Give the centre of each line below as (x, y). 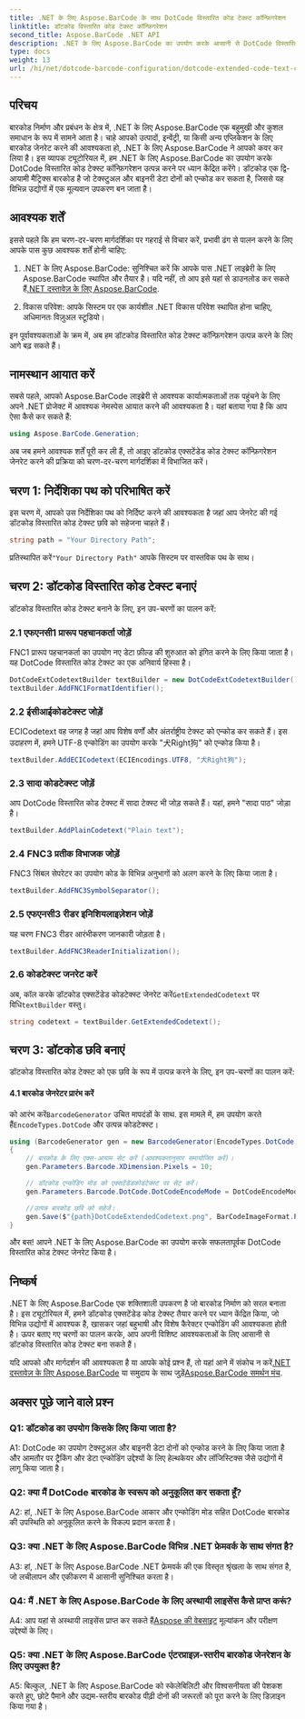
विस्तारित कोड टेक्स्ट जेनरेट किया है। (64, 1253)
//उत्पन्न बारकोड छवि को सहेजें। (70, 1208)
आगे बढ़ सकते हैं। (35, 345)
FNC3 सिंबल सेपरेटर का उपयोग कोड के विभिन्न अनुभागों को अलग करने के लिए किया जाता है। (144, 874)
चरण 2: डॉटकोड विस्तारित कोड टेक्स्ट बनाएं (103, 587)
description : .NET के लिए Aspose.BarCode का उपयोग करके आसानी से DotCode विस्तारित (153, 43)
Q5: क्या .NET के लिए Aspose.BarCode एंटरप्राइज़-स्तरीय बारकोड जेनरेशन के (150, 1654)
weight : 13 (30, 60)
